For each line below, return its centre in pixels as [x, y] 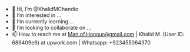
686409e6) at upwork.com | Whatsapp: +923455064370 [81, 43]
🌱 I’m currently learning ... [43, 21]
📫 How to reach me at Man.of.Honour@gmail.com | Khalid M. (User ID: [98, 34]
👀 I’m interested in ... [36, 15]
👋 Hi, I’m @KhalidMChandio [45, 9]
